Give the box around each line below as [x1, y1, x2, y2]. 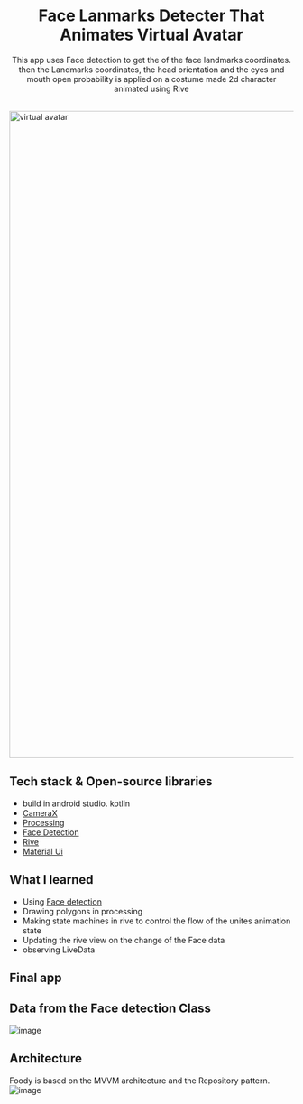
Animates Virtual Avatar [60, 24, 243, 45]
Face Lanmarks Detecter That [38, 5, 265, 26]
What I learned [9, 872, 94, 887]
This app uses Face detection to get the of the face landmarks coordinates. [12, 54, 291, 65]
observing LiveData [22, 944, 96, 955]
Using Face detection [22, 895, 102, 907]
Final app [9, 969, 62, 985]
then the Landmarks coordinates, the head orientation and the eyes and [18, 64, 285, 75]
